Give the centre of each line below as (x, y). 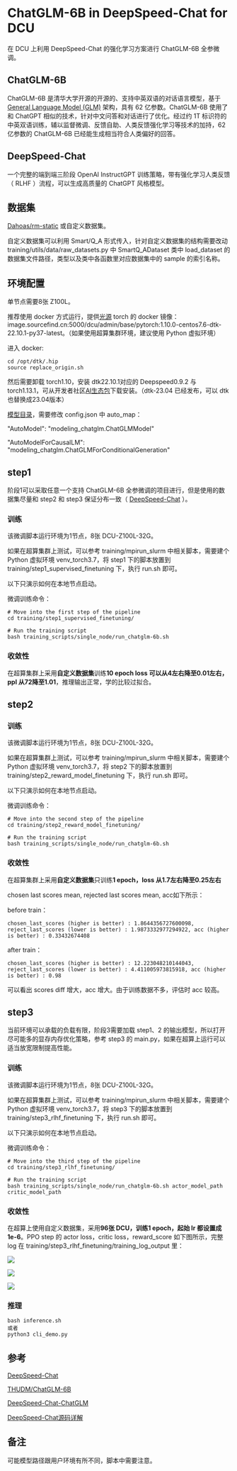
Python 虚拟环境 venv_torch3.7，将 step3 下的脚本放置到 (90, 1109)
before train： (28, 910)
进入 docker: (25, 348)
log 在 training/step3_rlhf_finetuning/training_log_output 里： (96, 1246)
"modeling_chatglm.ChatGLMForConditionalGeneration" (89, 450)
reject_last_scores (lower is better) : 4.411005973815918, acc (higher (117, 969)
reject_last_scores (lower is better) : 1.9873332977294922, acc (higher (118, 930)
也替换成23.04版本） (38, 400)
